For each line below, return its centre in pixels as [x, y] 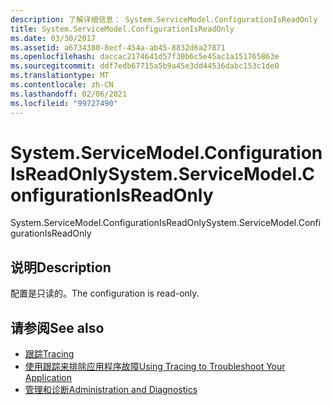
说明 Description [61, 267]
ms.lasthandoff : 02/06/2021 [69, 94]
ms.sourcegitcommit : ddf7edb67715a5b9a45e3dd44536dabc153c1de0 [145, 66]
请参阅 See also [57, 327]
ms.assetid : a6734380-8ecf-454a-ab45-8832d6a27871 [118, 47]
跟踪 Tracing [49, 354]
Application [48, 378]
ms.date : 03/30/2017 [53, 38]
